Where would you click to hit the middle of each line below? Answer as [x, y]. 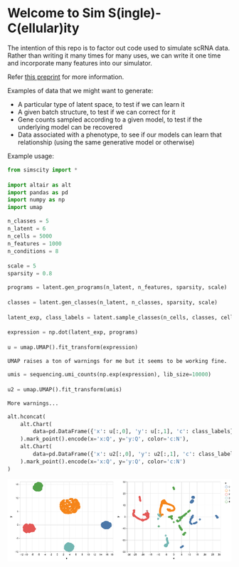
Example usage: [31, 156]
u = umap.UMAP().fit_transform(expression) [73, 348]
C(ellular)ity [43, 28]
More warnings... [33, 403]
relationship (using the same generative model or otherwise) [106, 142]
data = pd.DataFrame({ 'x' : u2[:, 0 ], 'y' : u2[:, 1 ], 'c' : [114, 454]
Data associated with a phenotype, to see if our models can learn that [119, 134]
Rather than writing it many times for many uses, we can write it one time [114, 55]
